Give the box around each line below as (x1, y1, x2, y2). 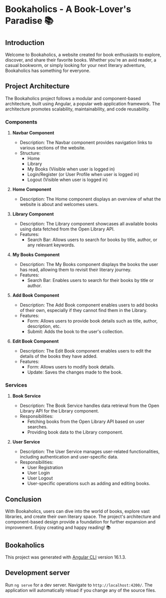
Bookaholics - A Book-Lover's (5, 3, 131, 15)
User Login (27, 470, 50, 476)
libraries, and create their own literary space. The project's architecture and (5, 513, 161, 519)
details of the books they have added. (19, 353, 98, 359)
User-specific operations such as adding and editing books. (27, 480, 151, 486)
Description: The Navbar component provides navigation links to (19, 139, 153, 145)
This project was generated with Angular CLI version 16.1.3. (5, 554, 126, 560)
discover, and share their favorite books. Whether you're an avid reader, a (5, 57, 157, 63)
